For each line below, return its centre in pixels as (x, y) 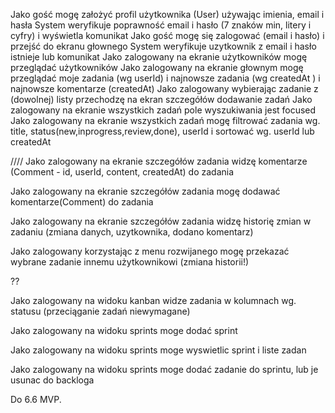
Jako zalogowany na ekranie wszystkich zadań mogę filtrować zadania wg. (165, 120)
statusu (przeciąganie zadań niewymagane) (100, 311)
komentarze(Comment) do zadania (82, 202)
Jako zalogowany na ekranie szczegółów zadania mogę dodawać (145, 191)
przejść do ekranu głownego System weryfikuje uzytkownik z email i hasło (163, 46)
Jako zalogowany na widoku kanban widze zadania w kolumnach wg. (153, 300)
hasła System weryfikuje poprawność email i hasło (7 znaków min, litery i (161, 25)
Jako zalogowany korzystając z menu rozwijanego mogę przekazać (150, 251)
